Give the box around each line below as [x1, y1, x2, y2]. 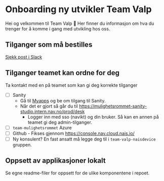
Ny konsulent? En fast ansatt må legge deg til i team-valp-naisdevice [12, 136, 156, 142]
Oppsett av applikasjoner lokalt [5, 156, 106, 165]
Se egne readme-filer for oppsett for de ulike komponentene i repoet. [5, 170, 150, 176]
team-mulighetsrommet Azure [12, 124, 72, 130]
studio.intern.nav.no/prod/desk [20, 108, 85, 115]
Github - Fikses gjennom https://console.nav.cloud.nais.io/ [12, 130, 135, 136]
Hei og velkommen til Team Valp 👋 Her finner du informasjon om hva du [5, 20, 154, 26]
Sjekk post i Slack [5, 54, 42, 60]
